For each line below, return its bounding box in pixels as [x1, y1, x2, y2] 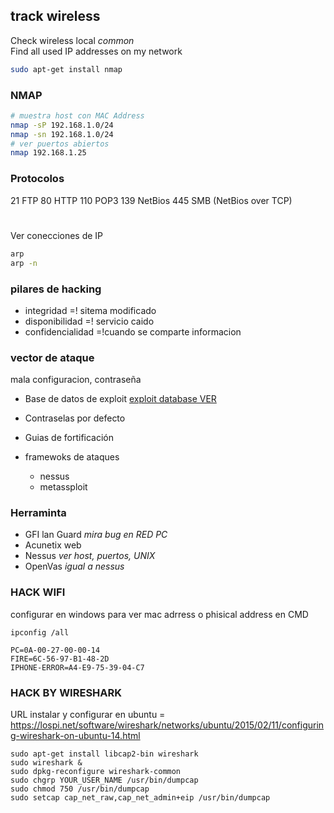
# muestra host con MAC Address [10, 110, 145, 121]
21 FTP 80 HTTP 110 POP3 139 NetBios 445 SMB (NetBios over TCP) [10, 194, 293, 206]
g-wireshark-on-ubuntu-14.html [10, 730, 141, 742]
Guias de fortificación [24, 432, 115, 444]
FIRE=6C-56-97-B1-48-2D [10, 654, 110, 664]
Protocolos [10, 172, 65, 186]
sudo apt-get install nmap [10, 64, 123, 74]
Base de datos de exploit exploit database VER [24, 393, 217, 405]
